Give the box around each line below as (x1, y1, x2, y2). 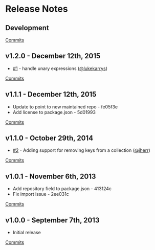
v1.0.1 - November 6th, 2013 (5, 172, 96, 180)
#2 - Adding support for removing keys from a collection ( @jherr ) (12, 147, 151, 153)
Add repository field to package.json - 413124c (12, 186, 112, 192)
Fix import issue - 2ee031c (12, 191, 69, 197)
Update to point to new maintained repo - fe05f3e (12, 103, 118, 110)
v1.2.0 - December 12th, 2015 (5, 52, 101, 60)
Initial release (12, 230, 41, 236)
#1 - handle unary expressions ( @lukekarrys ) (12, 65, 108, 72)
